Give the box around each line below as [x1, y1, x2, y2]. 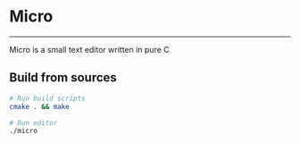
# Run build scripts [9, 94, 87, 103]
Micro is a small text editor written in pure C [9, 44, 170, 55]
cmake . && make [9, 102, 70, 111]
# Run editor [9, 118, 58, 127]
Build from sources [9, 70, 118, 86]
